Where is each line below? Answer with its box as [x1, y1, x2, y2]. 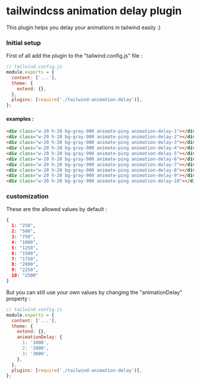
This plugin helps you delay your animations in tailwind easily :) [6, 24, 161, 31]
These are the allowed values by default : [6, 206, 107, 213]
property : [6, 295, 31, 302]
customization [6, 192, 49, 200]
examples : [6, 115, 34, 122]
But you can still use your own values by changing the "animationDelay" [6, 288, 183, 295]
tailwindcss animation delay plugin [6, 4, 182, 18]
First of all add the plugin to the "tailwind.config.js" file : [6, 52, 143, 59]
